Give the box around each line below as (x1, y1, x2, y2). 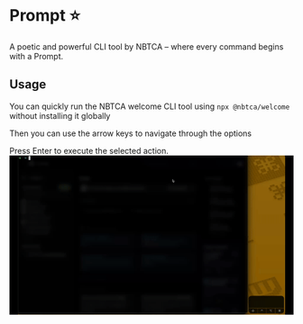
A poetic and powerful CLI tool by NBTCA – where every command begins (9, 40, 284, 52)
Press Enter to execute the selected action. (9, 145, 169, 156)
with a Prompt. (9, 50, 64, 61)
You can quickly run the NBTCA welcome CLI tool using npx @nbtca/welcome (9, 101, 290, 112)
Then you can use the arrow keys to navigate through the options (9, 128, 252, 139)
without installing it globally (9, 110, 111, 121)
